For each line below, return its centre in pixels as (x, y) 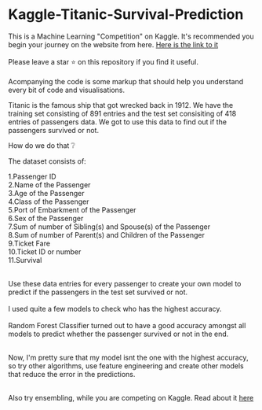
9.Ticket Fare (29, 243)
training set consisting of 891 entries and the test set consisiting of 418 (122, 113)
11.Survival (25, 260)
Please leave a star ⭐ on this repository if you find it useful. (103, 61)
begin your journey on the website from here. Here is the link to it (113, 44)
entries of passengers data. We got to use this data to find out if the (118, 122)
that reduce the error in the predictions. (72, 374)
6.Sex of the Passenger (46, 218)
